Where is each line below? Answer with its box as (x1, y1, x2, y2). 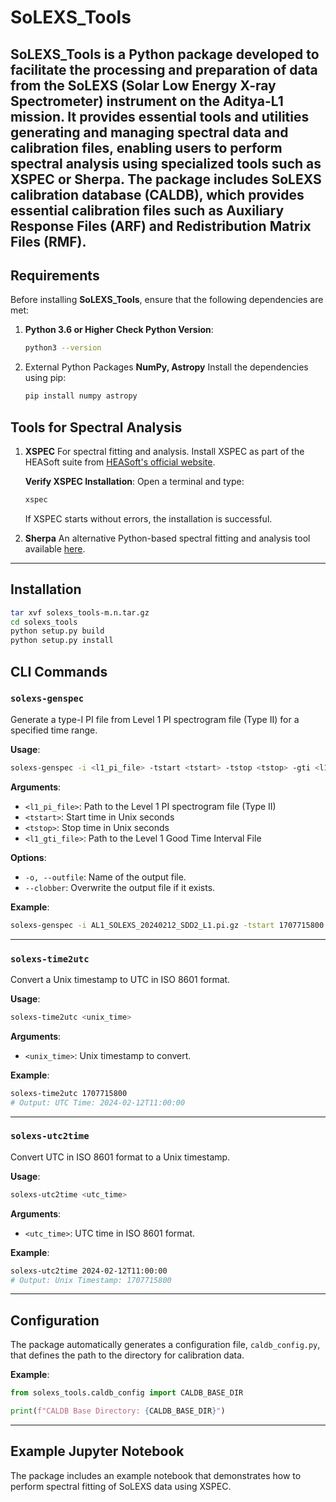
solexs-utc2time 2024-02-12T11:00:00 (10, 1266, 168, 1276)
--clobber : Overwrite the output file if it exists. (24, 881, 216, 893)
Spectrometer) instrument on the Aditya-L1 (10, 92, 284, 110)
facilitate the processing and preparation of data (10, 61, 318, 78)
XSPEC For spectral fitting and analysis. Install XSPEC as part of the (24, 445, 305, 457)
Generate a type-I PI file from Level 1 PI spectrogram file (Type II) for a (10, 713, 300, 725)
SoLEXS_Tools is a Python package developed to (10, 46, 320, 63)
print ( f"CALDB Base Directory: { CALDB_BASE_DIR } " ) (10, 1406, 226, 1416)
